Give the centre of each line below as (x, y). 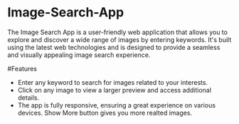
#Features (22, 68)
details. (28, 98)
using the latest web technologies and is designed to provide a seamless (114, 47)
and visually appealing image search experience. (79, 55)
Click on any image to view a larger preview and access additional (115, 90)
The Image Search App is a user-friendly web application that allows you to (117, 32)
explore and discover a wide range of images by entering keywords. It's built (119, 39)
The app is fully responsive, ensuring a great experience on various (116, 105)
